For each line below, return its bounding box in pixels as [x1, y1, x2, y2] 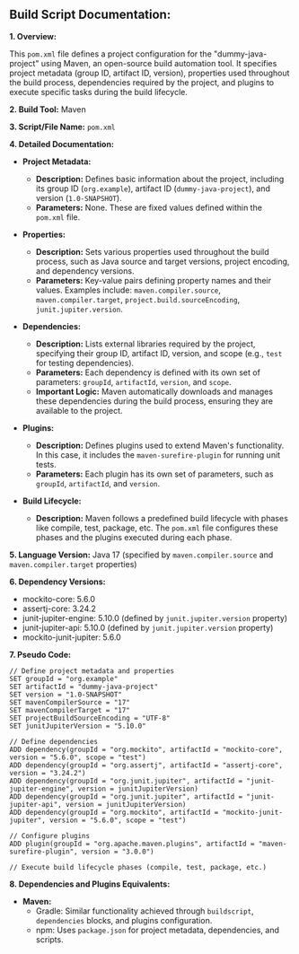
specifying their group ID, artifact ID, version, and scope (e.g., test [35, 347, 283, 358]
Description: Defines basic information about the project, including [35, 173, 285, 184]
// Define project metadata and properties [9, 666, 175, 676]
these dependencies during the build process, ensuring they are [35, 395, 274, 407]
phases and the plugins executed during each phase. [35, 531, 233, 542]
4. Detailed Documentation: [9, 138, 115, 149]
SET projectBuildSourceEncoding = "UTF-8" [9, 713, 171, 722]
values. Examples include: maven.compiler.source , [35, 284, 222, 295]
